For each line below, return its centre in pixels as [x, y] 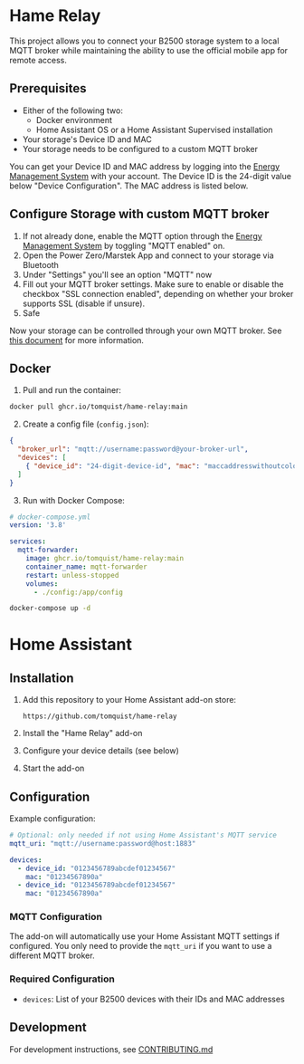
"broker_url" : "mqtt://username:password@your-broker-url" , [133, 449]
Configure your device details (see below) [100, 751]
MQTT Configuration [56, 917]
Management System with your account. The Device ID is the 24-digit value [151, 176]
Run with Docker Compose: [73, 500]
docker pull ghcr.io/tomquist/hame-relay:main [99, 407]
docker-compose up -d [50, 609]
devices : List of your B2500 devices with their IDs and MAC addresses [153, 999]
